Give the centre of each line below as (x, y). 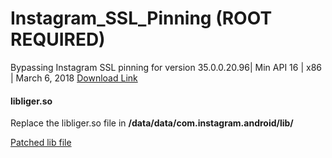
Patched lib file (41, 143)
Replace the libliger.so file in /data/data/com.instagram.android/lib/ (152, 123)
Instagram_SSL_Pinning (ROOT (141, 18)
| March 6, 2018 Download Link (74, 78)
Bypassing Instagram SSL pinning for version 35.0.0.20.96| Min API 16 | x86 (166, 67)
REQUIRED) (58, 39)
